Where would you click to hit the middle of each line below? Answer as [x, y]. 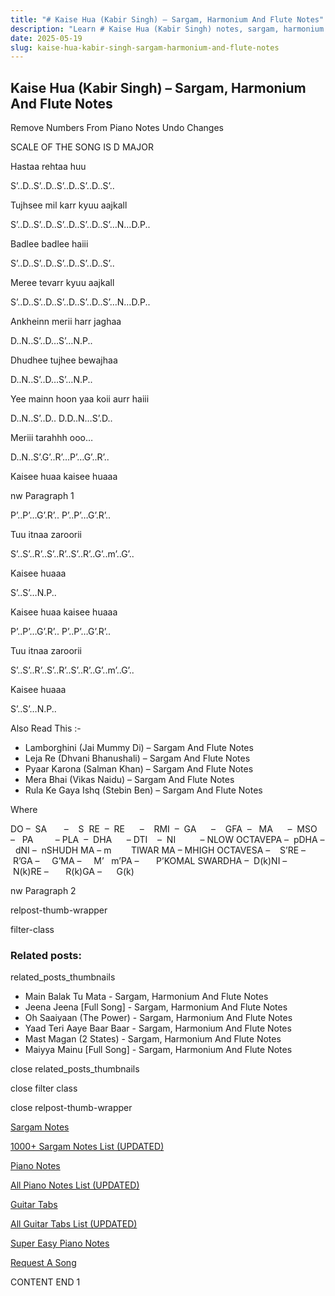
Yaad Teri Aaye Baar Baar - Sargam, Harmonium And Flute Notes [158, 1028]
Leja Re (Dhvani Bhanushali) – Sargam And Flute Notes [137, 758]
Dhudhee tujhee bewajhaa [64, 360]
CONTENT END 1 [45, 1282]
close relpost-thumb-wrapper [71, 1108]
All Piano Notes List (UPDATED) [75, 1185]
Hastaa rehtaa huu [48, 167]
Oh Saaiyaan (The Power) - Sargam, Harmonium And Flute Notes [158, 1018]
